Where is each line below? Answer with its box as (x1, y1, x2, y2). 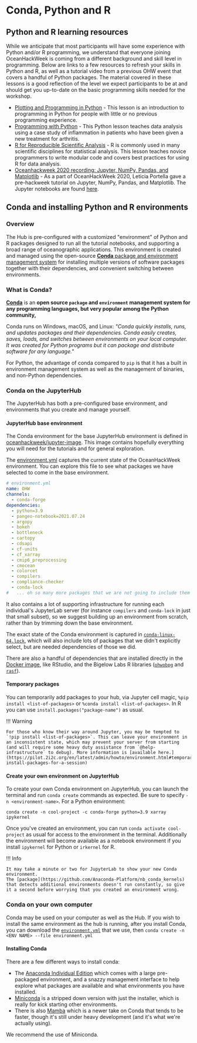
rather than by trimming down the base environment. (6, 619, 134, 626)
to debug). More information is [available (47, 750, 157, 756)
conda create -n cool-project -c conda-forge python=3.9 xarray (6, 809, 167, 815)
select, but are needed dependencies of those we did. (6, 643, 137, 650)
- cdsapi (11, 541, 33, 547)
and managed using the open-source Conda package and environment (6, 252, 178, 259)
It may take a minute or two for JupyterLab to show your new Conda (6, 866, 177, 872)
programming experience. (14, 117, 77, 124)
